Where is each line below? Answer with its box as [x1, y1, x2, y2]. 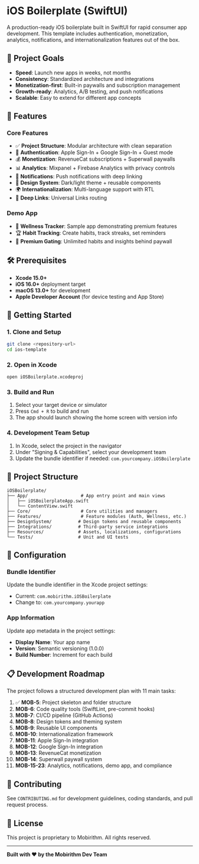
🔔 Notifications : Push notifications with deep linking [15, 173, 143, 180]
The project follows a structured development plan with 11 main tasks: [6, 687, 176, 695]
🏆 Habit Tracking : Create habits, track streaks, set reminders [15, 229, 166, 236]
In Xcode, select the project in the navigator [15, 442, 122, 449]
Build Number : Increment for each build [15, 651, 113, 658]
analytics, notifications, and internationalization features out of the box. [6, 36, 180, 43]
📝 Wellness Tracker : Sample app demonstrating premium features [15, 223, 177, 230]
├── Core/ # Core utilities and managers [6, 508, 158, 514]
